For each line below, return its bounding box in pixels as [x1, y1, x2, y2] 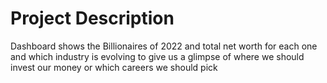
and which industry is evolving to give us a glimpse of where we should [10, 50, 305, 62]
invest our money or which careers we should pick [10, 61, 218, 73]
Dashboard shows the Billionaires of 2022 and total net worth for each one [10, 40, 318, 52]
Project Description [10, 7, 175, 30]
